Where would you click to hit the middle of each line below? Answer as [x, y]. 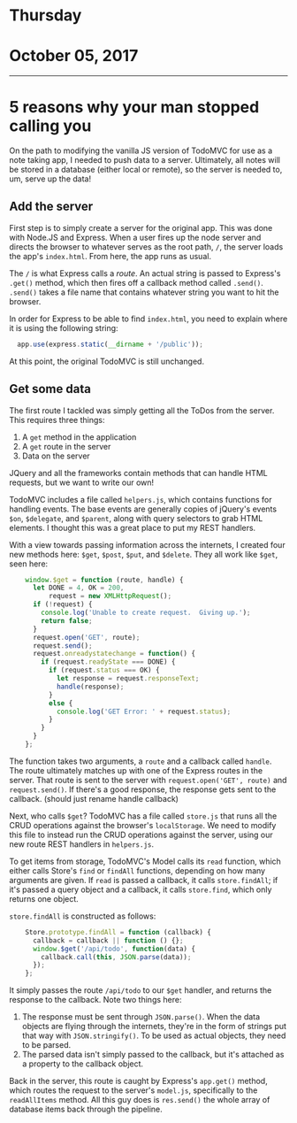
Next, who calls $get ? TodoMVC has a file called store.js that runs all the [143, 816]
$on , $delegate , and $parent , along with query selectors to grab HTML [136, 518]
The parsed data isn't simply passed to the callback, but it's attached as [153, 1055]
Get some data [50, 389]
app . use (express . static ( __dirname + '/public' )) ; [110, 344]
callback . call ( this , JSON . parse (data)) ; [116, 957]
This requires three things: [57, 419]
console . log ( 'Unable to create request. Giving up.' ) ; [146, 613]
